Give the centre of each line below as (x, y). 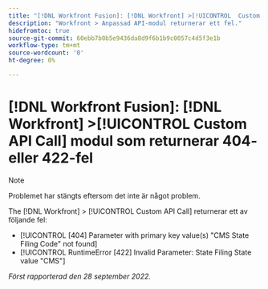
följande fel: (28, 219)
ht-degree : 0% (32, 61)
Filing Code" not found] (59, 243)
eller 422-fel (51, 158)
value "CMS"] (43, 260)
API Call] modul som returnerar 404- (133, 141)
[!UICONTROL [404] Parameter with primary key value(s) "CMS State (134, 235)
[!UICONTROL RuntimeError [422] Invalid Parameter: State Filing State (136, 252)
